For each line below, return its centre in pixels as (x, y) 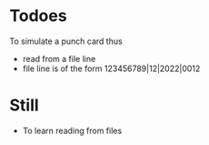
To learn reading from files (72, 130)
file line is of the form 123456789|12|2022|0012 (111, 68)
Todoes (38, 16)
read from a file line (59, 58)
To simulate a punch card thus (66, 41)
